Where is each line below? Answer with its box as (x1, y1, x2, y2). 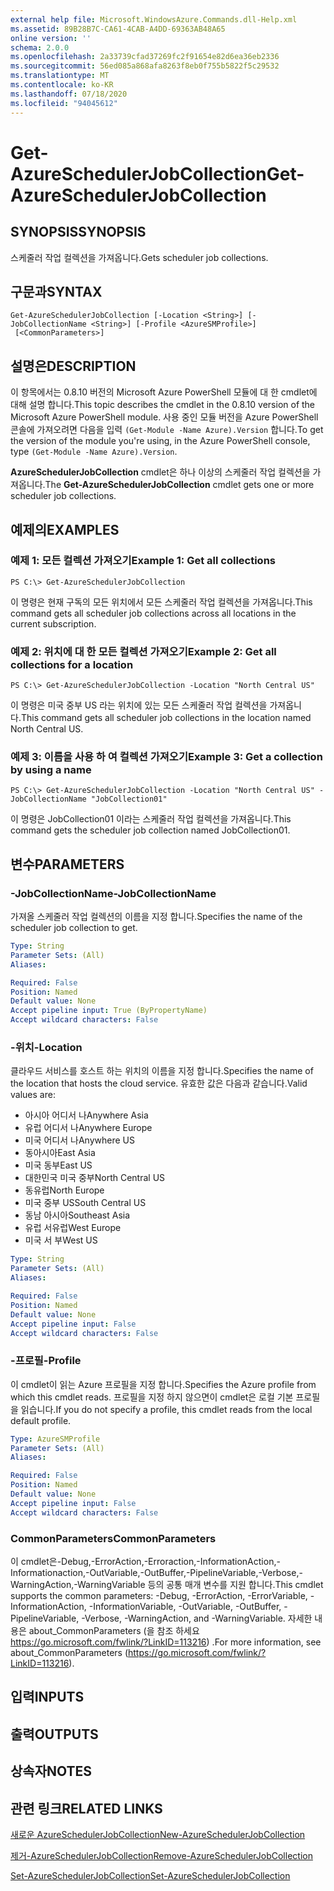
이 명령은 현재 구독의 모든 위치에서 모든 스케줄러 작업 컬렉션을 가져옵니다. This (10, 596, 313, 608)
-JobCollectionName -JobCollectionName (10, 886, 217, 900)
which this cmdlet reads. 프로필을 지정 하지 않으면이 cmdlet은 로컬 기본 (10, 1391, 294, 1403)
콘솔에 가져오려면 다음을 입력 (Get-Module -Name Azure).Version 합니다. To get (10, 424, 324, 436)
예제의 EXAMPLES (10, 521, 120, 538)
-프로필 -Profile (10, 1354, 82, 1368)
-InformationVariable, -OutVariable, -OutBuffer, (88, 1600, 282, 1612)
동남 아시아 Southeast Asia (24, 1209, 131, 1221)
